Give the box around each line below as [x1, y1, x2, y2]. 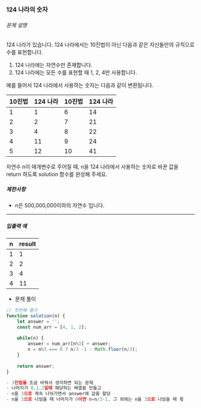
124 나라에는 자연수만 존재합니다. [14, 61, 93, 69]
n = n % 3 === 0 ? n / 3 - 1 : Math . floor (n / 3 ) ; [28, 347, 138, 353]
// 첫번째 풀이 [6, 308, 38, 314]
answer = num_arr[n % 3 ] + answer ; [28, 341, 111, 347]
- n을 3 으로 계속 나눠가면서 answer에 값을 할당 [6, 391, 111, 397]
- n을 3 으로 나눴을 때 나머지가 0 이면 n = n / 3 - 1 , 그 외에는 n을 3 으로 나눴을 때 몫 [6, 397, 184, 403]
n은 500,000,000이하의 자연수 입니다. [14, 202, 105, 209]
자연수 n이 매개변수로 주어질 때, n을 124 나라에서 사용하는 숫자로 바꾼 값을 [6, 163, 179, 171]
